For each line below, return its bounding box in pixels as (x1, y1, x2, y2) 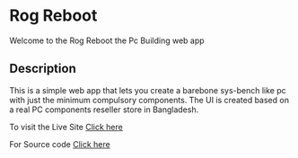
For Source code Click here (9, 138, 110, 149)
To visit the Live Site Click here (9, 121, 123, 132)
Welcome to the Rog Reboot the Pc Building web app (9, 35, 205, 46)
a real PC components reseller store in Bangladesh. (9, 104, 199, 115)
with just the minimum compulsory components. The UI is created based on (9, 94, 290, 105)
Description (9, 61, 76, 76)
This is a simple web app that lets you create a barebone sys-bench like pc (9, 84, 287, 95)
